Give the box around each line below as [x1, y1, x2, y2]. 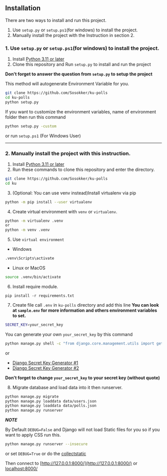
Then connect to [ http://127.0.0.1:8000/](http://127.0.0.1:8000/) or [5, 461, 138, 467]
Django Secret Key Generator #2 [12, 365, 80, 371]
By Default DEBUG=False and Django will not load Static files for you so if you [5, 427, 160, 433]
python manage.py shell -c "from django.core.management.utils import [5, 341, 155, 346]
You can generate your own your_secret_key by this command [5, 331, 133, 337]
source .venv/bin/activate [5, 275, 61, 280]
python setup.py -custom [5, 123, 57, 129]
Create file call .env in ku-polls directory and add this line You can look [12, 302, 159, 308]
